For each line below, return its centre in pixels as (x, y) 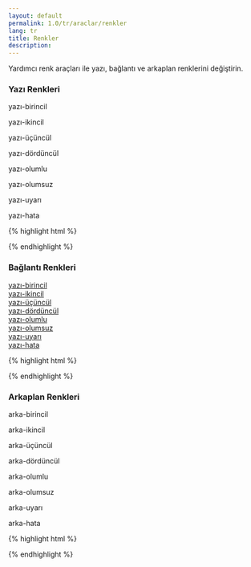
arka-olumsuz (31, 492)
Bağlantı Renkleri (42, 267)
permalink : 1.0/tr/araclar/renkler (68, 23)
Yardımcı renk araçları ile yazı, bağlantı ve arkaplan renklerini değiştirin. (126, 68)
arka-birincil (28, 414)
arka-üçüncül (30, 446)
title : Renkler (34, 38)
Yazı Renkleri (34, 89)
